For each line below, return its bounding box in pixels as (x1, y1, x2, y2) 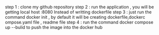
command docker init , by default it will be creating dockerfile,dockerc (5, 14, 145, 20)
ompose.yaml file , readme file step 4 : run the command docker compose (5, 19, 154, 25)
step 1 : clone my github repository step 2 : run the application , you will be (5, 4, 154, 10)
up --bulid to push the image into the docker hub (5, 24, 103, 30)
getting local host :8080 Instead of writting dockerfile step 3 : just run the (5, 9, 152, 15)
